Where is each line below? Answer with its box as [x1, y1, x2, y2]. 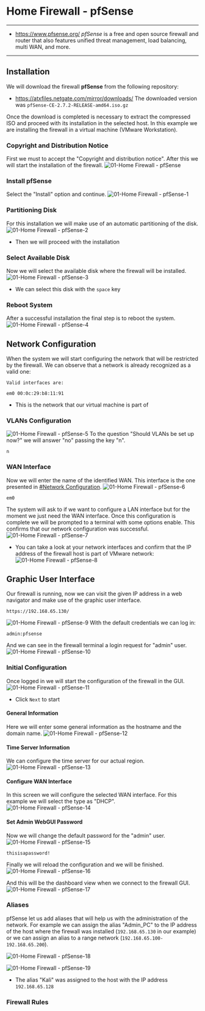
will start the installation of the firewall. [6, 162, 104, 169]
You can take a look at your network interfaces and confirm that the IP [15, 543, 192, 551]
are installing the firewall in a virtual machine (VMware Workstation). [6, 126, 178, 133]
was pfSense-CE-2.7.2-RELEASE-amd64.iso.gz [15, 101, 129, 108]
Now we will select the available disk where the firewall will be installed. [6, 267, 187, 274]
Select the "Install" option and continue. [6, 190, 107, 198]
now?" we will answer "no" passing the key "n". [6, 437, 126, 444]
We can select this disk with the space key [15, 285, 121, 292]
